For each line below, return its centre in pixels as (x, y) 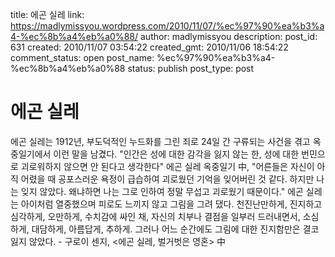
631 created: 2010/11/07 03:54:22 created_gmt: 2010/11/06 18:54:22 (149, 47)
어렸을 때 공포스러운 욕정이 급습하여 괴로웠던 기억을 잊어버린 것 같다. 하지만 (167, 179)
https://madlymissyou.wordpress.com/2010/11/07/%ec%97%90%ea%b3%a (167, 26)
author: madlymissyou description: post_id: (229, 36)
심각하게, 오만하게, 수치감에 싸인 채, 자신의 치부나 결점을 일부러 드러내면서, (155, 216)
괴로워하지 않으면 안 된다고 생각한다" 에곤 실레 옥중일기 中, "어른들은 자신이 (167, 166)
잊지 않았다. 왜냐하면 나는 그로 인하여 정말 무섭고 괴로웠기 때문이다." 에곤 (162, 191)
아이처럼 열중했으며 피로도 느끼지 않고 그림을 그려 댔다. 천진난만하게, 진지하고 (171, 204)
